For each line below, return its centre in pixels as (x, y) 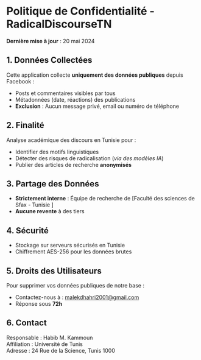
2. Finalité (25, 125)
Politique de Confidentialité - (81, 11)
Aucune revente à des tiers (50, 211)
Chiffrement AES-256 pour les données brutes (73, 252)
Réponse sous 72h (39, 304)
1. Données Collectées (49, 60)
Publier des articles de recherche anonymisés (73, 164)
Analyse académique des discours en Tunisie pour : (71, 140)
